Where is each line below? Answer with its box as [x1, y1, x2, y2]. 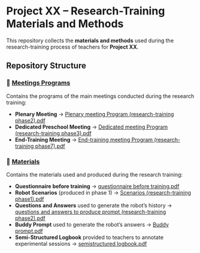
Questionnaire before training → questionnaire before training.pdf [14, 182, 180, 190]
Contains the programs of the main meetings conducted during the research [6, 92, 195, 100]
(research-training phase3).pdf [14, 129, 92, 136]
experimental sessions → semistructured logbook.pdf [14, 240, 147, 247]
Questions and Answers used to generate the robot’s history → [14, 201, 172, 209]
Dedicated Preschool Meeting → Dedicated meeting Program [14, 123, 168, 130]
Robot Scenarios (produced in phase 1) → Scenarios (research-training [14, 189, 192, 196]
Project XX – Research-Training [6, 4, 165, 18]
